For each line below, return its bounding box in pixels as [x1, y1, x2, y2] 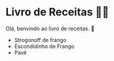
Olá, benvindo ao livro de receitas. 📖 [5, 25, 95, 32]
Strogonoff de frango [14, 36, 67, 43]
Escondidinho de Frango [14, 43, 75, 50]
